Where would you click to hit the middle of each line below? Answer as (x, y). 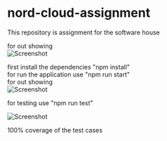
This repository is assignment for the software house (83, 32)
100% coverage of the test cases (55, 130)
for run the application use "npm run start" (69, 74)
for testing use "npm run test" (50, 102)
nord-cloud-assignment (79, 13)
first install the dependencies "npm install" (69, 67)
